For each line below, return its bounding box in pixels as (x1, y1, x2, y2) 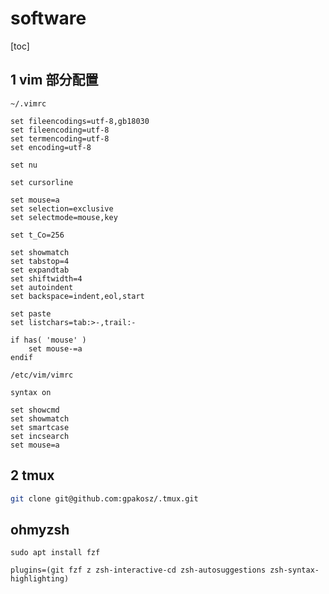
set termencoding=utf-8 (10, 133, 110, 144)
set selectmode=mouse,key (10, 212, 118, 222)
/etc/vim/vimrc (10, 370, 74, 380)
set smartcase (10, 422, 70, 432)
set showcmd (10, 405, 60, 415)
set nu (10, 160, 38, 170)
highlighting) (10, 574, 70, 584)
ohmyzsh (10, 521, 70, 538)
